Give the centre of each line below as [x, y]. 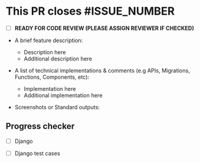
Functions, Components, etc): [52, 77]
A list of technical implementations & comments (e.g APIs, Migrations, [102, 71]
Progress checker [40, 126]
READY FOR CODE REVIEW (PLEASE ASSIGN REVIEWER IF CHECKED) [104, 28]
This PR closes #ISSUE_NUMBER [90, 11]
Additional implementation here [63, 95]
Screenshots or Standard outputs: [57, 107]
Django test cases [37, 153]
